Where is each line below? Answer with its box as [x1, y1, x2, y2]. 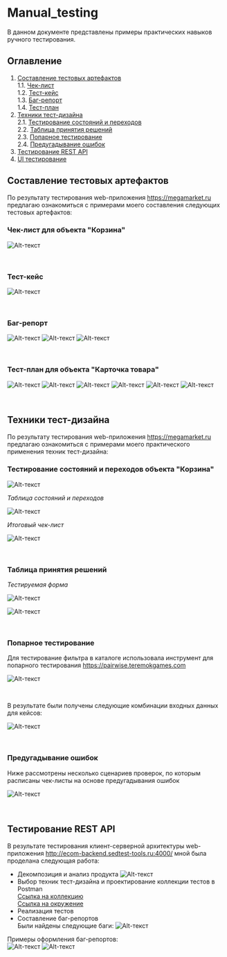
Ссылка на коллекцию [17, 892, 84, 900]
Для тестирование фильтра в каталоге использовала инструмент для [7, 654, 214, 662]
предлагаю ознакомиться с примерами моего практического [7, 440, 190, 448]
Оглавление [7, 55, 62, 67]
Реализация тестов [17, 906, 74, 915]
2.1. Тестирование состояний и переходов [17, 118, 142, 126]
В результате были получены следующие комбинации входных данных [7, 702, 219, 710]
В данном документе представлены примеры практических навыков [7, 28, 212, 36]
